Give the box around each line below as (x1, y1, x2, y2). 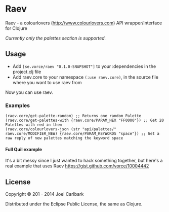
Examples (5, 102, 30, 109)
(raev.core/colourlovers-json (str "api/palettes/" (5, 127, 116, 132)
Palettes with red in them (5, 122, 62, 127)
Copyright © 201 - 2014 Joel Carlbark (5, 191, 84, 197)
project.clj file (12, 68, 41, 75)
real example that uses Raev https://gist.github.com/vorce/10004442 (5, 163, 149, 169)
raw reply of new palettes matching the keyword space (5, 135, 123, 141)
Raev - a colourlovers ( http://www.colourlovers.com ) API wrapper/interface (5, 20, 162, 26)
